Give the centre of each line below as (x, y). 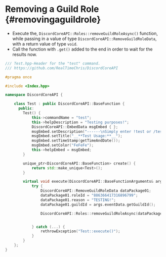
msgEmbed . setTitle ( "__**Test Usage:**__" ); (77, 136)
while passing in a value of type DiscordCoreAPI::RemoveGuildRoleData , (84, 39)
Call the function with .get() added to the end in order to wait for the (83, 49)
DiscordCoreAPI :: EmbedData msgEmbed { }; (75, 127)
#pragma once (19, 77)
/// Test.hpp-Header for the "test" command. (53, 63)
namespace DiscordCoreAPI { (34, 95)
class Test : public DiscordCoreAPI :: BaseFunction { (69, 104)
